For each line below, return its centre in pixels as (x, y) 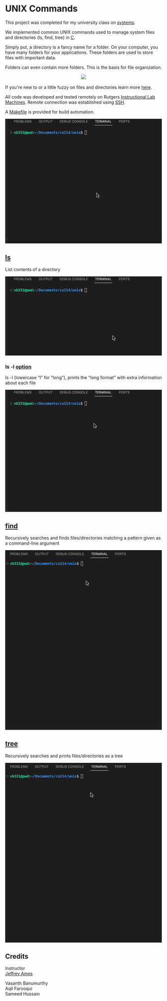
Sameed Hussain (22, 994)
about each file (21, 383)
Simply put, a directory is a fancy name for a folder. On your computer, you (82, 47)
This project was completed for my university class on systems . (70, 22)
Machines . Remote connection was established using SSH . (65, 102)
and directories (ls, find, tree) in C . (40, 37)
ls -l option (18, 367)
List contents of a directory (33, 270)
